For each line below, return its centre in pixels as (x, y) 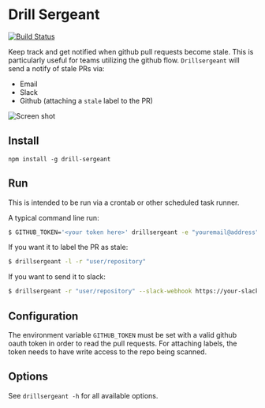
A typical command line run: (54, 217)
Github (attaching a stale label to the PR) (86, 100)
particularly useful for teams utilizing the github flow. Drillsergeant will (124, 60)
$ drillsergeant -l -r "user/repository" (77, 262)
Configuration (43, 316)
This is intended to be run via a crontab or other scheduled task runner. (124, 202)
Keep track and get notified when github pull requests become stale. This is (131, 51)
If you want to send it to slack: (57, 277)
